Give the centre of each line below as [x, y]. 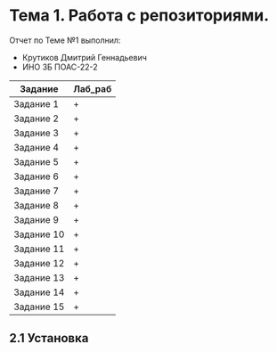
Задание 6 [37, 176]
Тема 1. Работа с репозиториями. [139, 16]
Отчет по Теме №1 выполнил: [65, 40]
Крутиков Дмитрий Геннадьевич [84, 57]
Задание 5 [37, 161]
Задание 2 [37, 119]
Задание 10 [39, 234]
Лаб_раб [92, 88]
